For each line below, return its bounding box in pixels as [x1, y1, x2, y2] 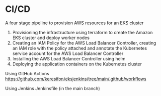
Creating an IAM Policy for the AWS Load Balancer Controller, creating [12, 40, 157, 46]
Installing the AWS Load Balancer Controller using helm [12, 55, 126, 61]
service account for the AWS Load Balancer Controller [12, 50, 124, 56]
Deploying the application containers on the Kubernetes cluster [12, 61, 142, 67]
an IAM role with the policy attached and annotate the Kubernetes [12, 45, 147, 51]
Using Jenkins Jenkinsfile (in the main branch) [5, 85, 100, 91]
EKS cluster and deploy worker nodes [12, 35, 90, 41]
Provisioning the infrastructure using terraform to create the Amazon [12, 29, 153, 35]
